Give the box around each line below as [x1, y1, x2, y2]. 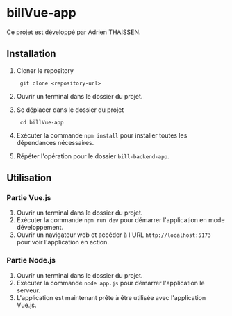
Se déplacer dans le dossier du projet [16, 106, 124, 114]
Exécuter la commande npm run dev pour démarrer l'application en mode [16, 216, 225, 224]
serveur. [16, 286, 41, 294]
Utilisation [6, 172, 52, 184]
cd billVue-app [19, 119, 64, 126]
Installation [6, 48, 56, 60]
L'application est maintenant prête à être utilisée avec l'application [16, 293, 206, 301]
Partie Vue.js [6, 193, 51, 203]
